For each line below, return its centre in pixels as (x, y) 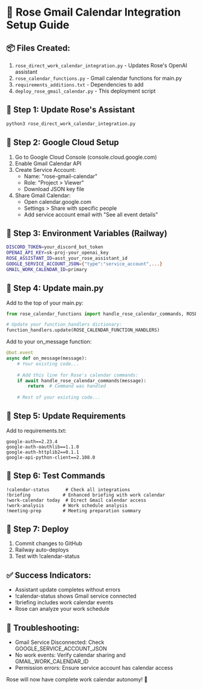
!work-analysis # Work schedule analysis (67, 505)
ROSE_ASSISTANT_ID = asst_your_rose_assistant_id (67, 259)
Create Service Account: (45, 170)
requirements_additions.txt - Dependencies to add (79, 84)
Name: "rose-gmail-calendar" (61, 176)
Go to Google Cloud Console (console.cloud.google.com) (86, 157)
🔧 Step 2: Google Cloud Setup (63, 143)
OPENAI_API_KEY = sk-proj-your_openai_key (58, 253)
